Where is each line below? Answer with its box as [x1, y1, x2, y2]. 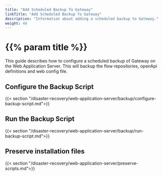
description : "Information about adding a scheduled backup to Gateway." [5, 16, 159, 21]
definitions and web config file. [5, 68, 68, 74]
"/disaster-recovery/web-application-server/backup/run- [28, 128, 144, 133]
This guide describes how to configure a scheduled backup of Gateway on [5, 58, 156, 64]
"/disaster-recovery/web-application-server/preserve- [28, 160, 139, 166]
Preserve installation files [5, 147, 85, 155]
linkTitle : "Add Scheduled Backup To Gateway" [5, 12, 102, 17]
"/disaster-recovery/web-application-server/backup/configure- [28, 96, 157, 101]
